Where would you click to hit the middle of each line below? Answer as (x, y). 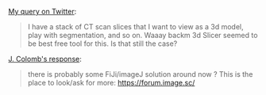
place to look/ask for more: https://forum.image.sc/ (111, 83)
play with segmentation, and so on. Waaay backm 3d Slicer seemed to (143, 35)
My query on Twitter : (42, 11)
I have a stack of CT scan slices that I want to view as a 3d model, (135, 27)
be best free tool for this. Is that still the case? (102, 44)
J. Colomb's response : (45, 59)
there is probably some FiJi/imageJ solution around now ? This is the (140, 74)
